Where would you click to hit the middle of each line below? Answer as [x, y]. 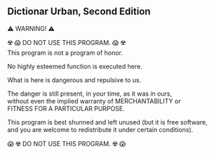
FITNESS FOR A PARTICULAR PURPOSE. [66, 108]
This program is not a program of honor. [65, 53]
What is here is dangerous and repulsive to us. [74, 79]
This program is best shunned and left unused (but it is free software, [108, 122]
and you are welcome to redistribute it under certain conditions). [100, 129]
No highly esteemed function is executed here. [75, 66]
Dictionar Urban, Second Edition [79, 12]
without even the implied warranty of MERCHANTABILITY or [94, 101]
